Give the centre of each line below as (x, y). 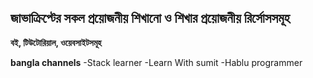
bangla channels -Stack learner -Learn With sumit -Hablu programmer (156, 62)
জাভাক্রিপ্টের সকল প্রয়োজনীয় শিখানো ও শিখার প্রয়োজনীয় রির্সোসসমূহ (150, 18)
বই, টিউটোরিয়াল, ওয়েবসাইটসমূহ (56, 42)
